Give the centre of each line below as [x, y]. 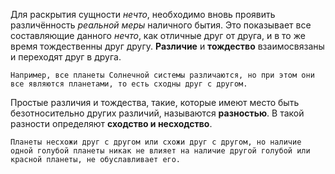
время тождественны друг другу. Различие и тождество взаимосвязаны [167, 46]
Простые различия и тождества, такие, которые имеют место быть [155, 102]
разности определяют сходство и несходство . [111, 123]
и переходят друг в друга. [66, 57]
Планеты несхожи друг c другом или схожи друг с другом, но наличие [156, 142]
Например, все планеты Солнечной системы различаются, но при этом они [162, 75]
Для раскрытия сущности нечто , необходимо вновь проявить [143, 14]
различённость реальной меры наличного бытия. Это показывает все [161, 25]
